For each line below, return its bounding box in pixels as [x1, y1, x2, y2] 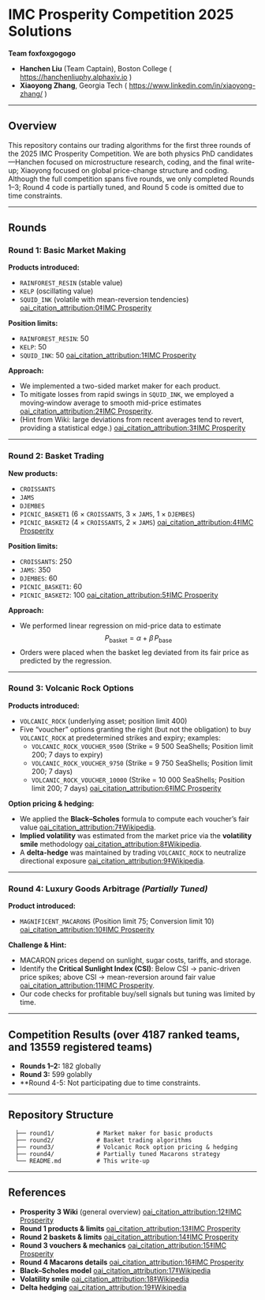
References [8, 1186, 66, 1200]
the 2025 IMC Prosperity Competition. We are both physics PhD [8, 149, 215, 158]
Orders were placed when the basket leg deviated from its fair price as [19, 647, 249, 657]
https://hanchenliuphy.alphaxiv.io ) [19, 72, 132, 81]
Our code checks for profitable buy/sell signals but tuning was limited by [19, 989, 256, 999]
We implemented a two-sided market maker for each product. [19, 381, 221, 391]
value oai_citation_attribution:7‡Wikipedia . [19, 822, 156, 832]
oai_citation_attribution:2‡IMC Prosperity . [19, 406, 154, 416]
